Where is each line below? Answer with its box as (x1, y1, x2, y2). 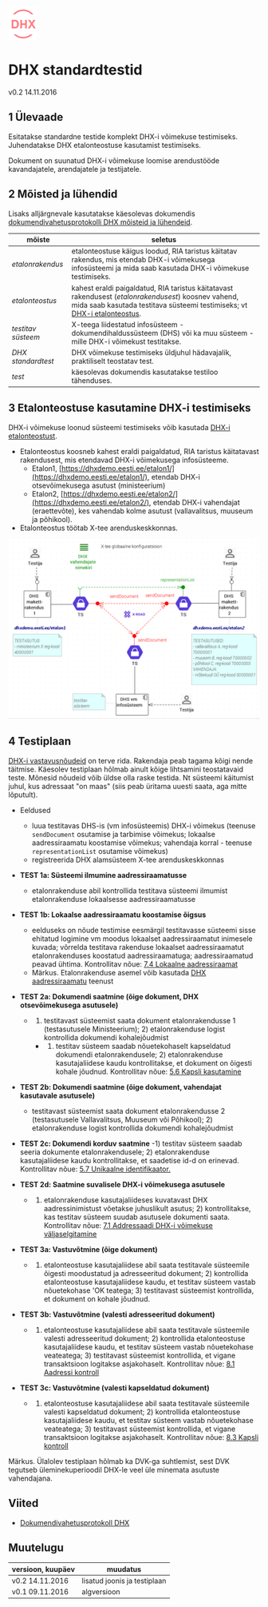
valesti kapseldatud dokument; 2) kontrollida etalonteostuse (43, 1406, 241, 1417)
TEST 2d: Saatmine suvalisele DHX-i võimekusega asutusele (19, 1179, 226, 1189)
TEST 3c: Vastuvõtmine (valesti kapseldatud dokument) (19, 1382, 210, 1393)
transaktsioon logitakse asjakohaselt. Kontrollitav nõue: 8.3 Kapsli (43, 1432, 259, 1442)
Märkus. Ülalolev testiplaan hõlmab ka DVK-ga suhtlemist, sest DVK (8, 1456, 230, 1465)
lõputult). (8, 790, 38, 800)
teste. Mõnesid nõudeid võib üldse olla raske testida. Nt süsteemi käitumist (8, 772, 254, 782)
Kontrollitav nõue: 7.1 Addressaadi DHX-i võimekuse (43, 1220, 213, 1230)
